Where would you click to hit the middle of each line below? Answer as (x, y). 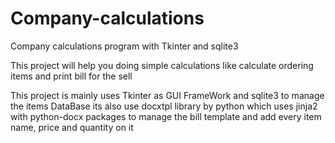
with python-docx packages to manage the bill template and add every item (166, 116)
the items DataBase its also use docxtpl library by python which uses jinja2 (164, 106)
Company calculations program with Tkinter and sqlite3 (124, 46)
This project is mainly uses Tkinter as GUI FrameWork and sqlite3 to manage (167, 95)
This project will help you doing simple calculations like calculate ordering (162, 65)
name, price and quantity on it (72, 127)
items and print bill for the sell (71, 76)
